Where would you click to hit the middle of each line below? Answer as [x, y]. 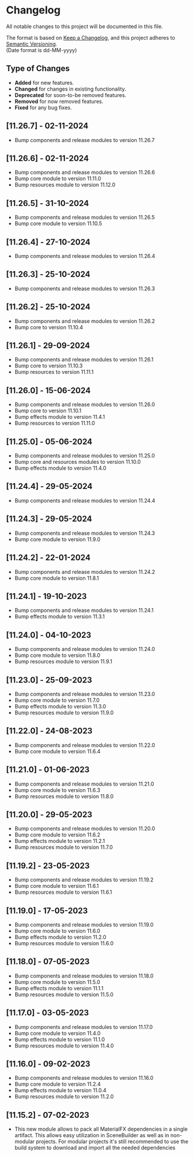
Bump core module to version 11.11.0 [58, 178]
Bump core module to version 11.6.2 [57, 835]
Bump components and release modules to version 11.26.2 [85, 321]
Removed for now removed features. [59, 101]
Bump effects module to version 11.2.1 [60, 841]
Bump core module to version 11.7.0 [57, 700]
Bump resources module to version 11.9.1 [63, 662]
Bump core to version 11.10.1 [48, 411]
